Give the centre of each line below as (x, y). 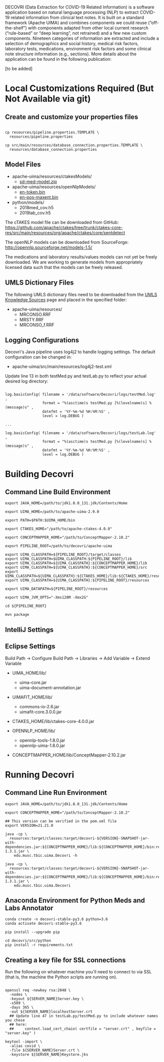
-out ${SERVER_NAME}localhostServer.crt (51, 1012)
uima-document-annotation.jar (50, 687)
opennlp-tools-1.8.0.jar (42, 740)
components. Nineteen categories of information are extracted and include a (82, 38)
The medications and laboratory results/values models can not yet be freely (81, 257)
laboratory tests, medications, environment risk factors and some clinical (78, 49)
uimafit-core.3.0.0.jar (41, 712)
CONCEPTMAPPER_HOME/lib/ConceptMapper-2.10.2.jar (69, 755)
